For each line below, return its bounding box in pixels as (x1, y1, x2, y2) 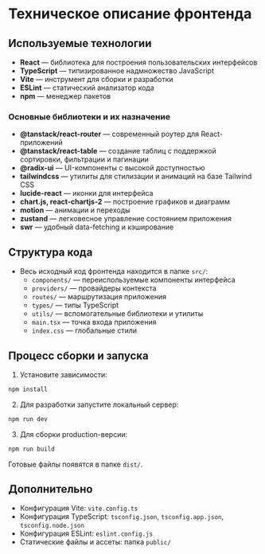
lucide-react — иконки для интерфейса (19, 189, 154, 198)
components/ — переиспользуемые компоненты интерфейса (31, 275, 236, 285)
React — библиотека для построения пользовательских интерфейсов (19, 57, 258, 67)
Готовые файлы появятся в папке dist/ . (8, 459, 143, 469)
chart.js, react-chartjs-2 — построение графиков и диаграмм (19, 197, 231, 207)
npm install (8, 385, 48, 393)
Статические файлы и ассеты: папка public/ (19, 537, 171, 547)
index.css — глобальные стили (31, 326, 138, 335)
